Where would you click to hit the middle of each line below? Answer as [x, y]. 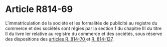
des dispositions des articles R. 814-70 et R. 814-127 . [60, 39]
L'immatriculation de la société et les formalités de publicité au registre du [81, 23]
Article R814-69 [39, 9]
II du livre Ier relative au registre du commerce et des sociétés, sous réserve [84, 33]
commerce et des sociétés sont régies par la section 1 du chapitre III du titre [83, 28]
